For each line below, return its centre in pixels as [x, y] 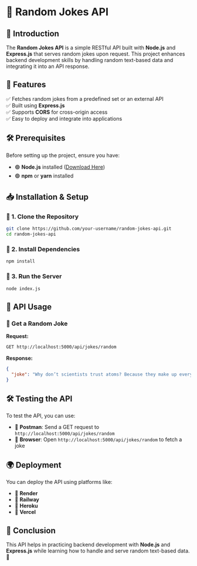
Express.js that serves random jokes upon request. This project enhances [96, 54]
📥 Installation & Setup [47, 197]
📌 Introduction [33, 34]
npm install [21, 261]
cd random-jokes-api [31, 234]
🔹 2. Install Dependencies [43, 249]
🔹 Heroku [26, 506]
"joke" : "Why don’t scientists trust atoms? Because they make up [94, 374]
